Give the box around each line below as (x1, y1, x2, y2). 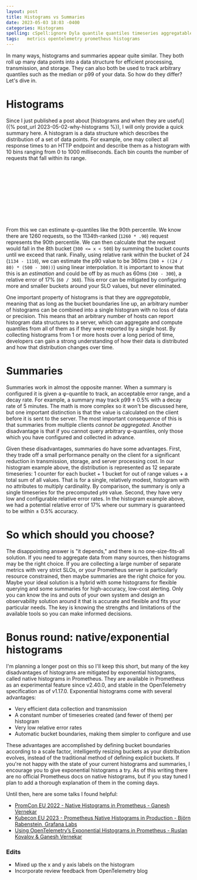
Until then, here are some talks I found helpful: (6, 790, 118, 797)
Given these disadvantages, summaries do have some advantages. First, (6, 445, 182, 452)
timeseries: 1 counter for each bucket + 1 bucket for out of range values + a (6, 470, 188, 477)
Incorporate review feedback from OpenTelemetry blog (14, 868, 148, 875)
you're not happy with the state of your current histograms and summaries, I (6, 760, 191, 767)
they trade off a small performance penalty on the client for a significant (6, 451, 180, 459)
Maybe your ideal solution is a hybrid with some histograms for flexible (6, 578, 177, 585)
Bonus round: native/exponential (6, 631, 170, 644)
